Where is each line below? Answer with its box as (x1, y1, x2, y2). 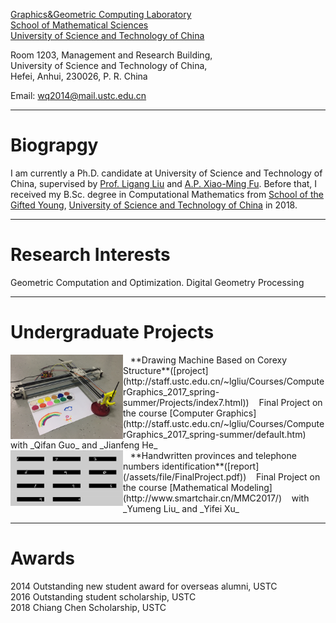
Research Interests (10, 244, 171, 266)
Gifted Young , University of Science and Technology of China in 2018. (10, 199, 298, 211)
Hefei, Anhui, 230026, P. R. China (10, 70, 148, 82)
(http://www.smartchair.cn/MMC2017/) (123, 492, 282, 504)
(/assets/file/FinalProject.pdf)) (123, 470, 247, 483)
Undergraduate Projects (10, 321, 215, 344)
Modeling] (230, 481, 273, 493)
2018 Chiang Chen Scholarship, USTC (10, 601, 167, 613)
